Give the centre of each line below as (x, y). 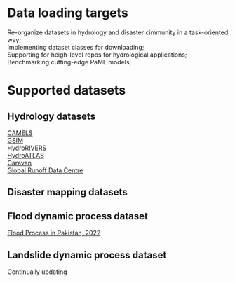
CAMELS (20, 133)
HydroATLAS (26, 155)
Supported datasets (67, 91)
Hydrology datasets (52, 116)
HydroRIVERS (27, 148)
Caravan (19, 163)
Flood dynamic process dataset (78, 216)
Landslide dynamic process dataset (87, 255)
